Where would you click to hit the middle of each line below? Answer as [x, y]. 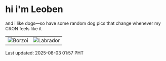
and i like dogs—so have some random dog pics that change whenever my [83, 23]
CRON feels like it [24, 28]
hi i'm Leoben [34, 9]
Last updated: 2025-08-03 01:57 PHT [45, 53]
